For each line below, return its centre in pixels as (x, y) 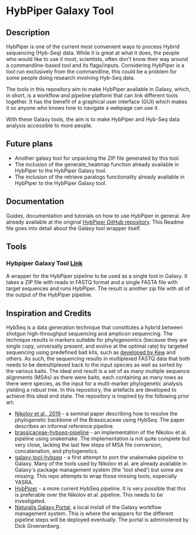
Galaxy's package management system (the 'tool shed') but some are (99, 470)
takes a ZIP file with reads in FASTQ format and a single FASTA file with (92, 282)
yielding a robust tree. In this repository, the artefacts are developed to (92, 390)
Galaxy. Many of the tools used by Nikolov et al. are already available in (100, 464)
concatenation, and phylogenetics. (56, 451)
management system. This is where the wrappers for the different (94, 514)
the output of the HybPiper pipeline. (49, 295)
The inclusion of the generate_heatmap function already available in (97, 164)
